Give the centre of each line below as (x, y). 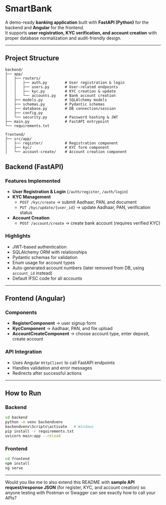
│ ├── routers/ (23, 78)
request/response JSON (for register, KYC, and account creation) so (75, 487)
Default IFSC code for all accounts (47, 278)
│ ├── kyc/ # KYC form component (57, 147)
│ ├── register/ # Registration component (62, 143)
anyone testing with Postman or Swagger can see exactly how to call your (80, 493)
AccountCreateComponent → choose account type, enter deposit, (81, 334)
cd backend (16, 418)
